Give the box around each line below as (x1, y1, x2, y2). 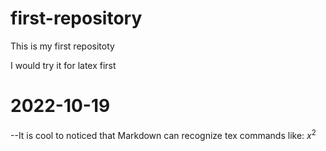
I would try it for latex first (10, 59, 117, 71)
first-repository (10, 7, 143, 30)
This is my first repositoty (10, 40, 115, 52)
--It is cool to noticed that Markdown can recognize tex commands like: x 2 (10, 127, 317, 141)
